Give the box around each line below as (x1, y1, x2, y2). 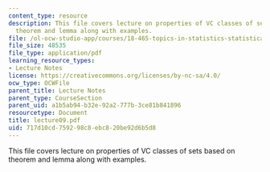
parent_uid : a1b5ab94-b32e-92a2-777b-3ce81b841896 (8, 101, 182, 109)
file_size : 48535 (8, 42, 67, 50)
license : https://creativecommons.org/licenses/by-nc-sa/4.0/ (8, 72, 221, 80)
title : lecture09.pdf (8, 117, 81, 125)
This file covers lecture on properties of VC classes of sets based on (8, 145, 235, 155)
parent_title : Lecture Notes (8, 86, 106, 95)
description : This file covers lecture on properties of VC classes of (8, 19, 253, 27)
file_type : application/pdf (8, 49, 103, 57)
